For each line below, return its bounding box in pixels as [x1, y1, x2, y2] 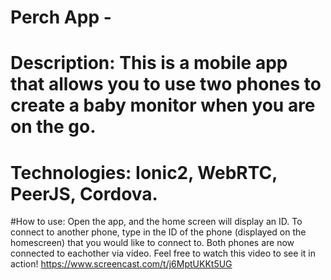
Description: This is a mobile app [10, 52, 288, 75]
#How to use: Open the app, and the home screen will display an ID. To [10, 216, 303, 228]
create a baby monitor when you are [10, 94, 316, 117]
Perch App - [10, 6, 112, 29]
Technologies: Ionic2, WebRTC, [10, 161, 278, 184]
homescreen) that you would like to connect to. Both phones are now [10, 237, 295, 249]
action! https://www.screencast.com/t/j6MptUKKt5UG [10, 258, 233, 270]
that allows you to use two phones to [10, 73, 322, 96]
